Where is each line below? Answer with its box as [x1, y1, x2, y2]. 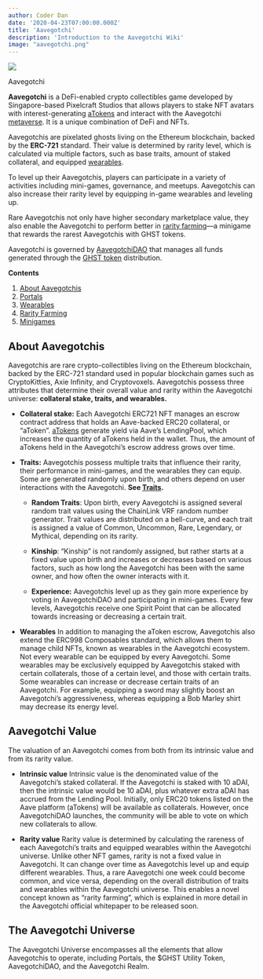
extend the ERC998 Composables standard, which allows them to [19, 635, 232, 645]
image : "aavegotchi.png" [8, 41, 89, 49]
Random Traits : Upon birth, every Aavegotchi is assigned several [31, 498, 243, 507]
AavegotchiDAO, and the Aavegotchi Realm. [8, 961, 150, 970]
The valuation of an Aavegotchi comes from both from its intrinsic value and [8, 745, 254, 754]
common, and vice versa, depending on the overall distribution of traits [19, 876, 249, 886]
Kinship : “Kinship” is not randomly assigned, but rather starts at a [31, 546, 244, 556]
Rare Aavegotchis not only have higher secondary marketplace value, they [8, 213, 249, 222]
